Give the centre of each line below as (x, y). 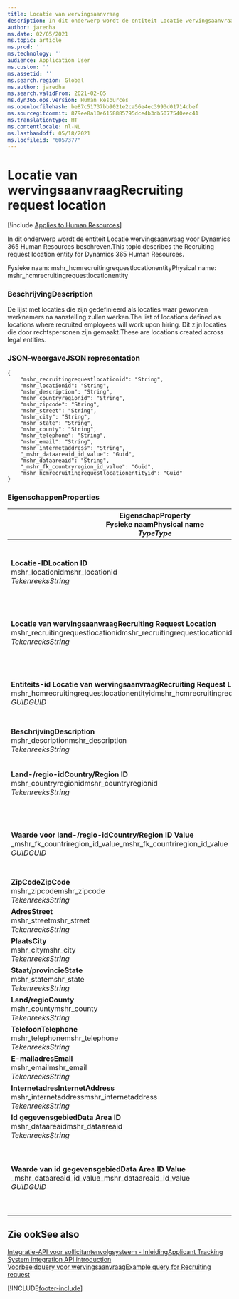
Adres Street (32, 912)
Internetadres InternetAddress (63, 1088)
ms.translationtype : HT (43, 120)
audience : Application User (49, 61)
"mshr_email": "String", (57, 442)
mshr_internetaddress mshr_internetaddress (84, 1097)
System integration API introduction (59, 1259)
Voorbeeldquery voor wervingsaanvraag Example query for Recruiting (109, 1267)
